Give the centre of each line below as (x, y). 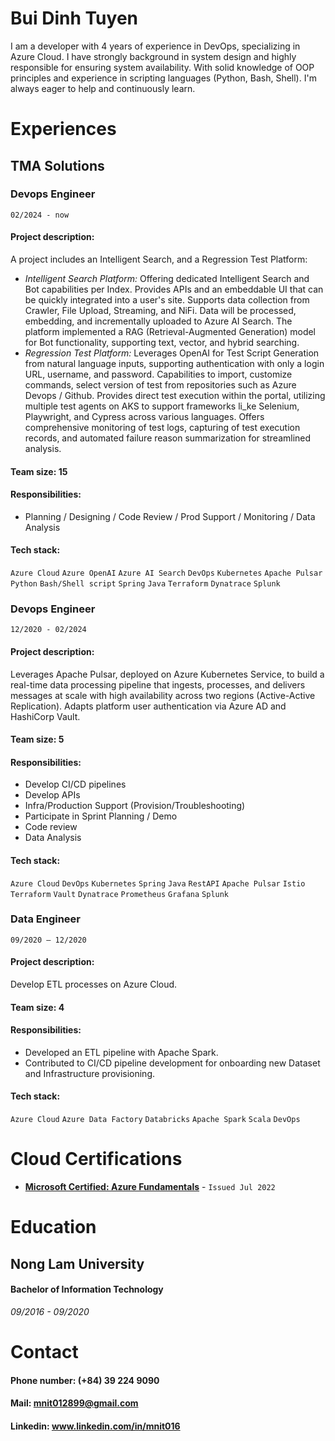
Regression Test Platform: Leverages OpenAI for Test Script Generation (172, 353)
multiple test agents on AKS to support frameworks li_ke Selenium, (162, 406)
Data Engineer (45, 919)
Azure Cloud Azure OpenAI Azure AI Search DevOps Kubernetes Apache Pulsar (166, 573)
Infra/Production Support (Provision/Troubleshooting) (135, 806)
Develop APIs (52, 795)
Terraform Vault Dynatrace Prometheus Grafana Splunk (120, 894)
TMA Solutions (57, 165)
